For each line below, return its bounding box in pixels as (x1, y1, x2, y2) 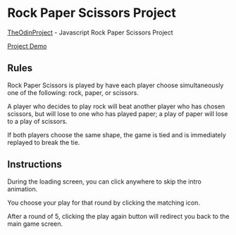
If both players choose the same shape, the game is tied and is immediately (7, 130, 227, 139)
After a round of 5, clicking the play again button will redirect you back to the (7, 212, 230, 220)
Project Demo (7, 42, 47, 50)
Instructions (7, 158, 62, 170)
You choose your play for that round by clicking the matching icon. (7, 198, 201, 207)
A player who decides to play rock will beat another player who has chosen (7, 102, 225, 110)
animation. (7, 184, 38, 193)
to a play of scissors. (7, 117, 68, 125)
